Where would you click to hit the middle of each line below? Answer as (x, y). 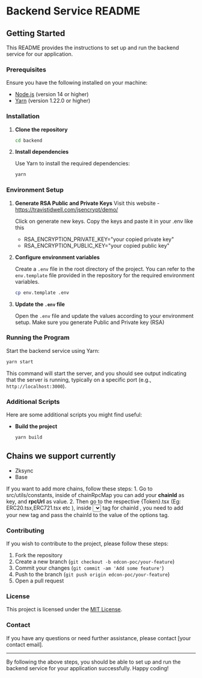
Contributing (25, 530)
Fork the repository (39, 555)
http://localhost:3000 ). (36, 386)
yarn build (29, 437)
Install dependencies (42, 152)
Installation (23, 117)
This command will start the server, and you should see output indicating (96, 373)
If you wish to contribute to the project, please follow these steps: (87, 543)
